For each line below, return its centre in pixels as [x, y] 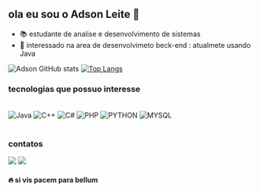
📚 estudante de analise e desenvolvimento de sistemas [110, 34]
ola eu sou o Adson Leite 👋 [74, 14]
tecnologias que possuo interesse [74, 89]
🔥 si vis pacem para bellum [53, 179]
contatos [26, 143]
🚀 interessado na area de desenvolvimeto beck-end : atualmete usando [135, 45]
